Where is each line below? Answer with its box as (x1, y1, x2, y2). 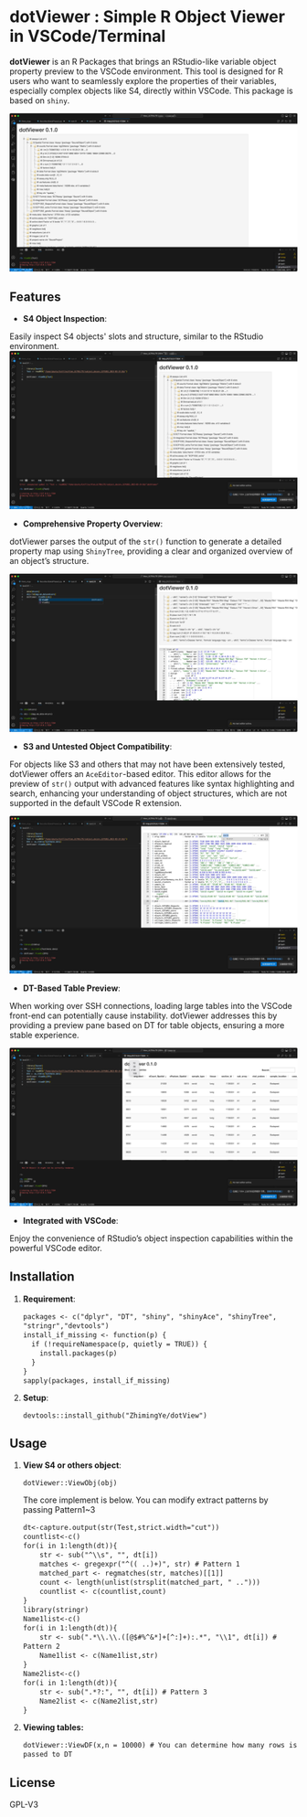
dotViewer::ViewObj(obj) (22, 1479, 118, 1488)
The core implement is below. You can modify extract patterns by (22, 1494, 269, 1505)
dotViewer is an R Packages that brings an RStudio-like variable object (9, 56, 277, 67)
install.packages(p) (39, 1348, 118, 1358)
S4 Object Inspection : (22, 313, 108, 324)
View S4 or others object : (22, 1460, 122, 1471)
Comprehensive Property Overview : (22, 518, 164, 529)
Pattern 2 (22, 1642, 61, 1652)
